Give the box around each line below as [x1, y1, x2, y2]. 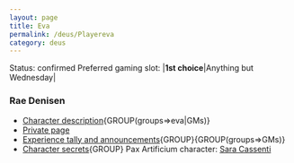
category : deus [9, 38, 67, 47]
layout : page [9, 13, 58, 22]
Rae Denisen [9, 95, 66, 107]
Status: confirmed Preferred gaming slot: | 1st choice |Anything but [9, 63, 254, 73]
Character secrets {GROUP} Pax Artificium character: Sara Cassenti [22, 143, 272, 154]
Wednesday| [9, 73, 57, 83]
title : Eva [9, 21, 50, 30]
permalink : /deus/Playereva [9, 30, 115, 39]
